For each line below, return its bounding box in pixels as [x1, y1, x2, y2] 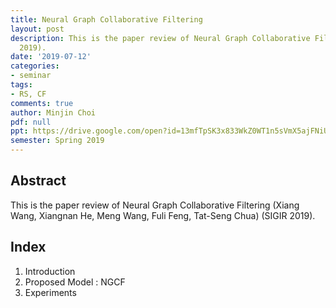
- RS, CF [10, 89, 47, 99]
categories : [10, 61, 60, 71]
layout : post [10, 24, 65, 34]
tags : [10, 80, 33, 90]
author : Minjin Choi [10, 107, 97, 118]
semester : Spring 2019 [10, 136, 105, 146]
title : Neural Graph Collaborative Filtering [10, 14, 203, 25]
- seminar [10, 71, 52, 81]
